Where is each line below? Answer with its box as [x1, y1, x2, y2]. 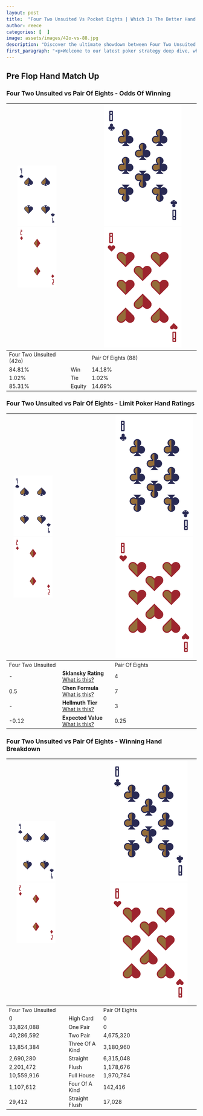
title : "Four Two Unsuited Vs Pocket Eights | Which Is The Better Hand [6, 16, 196, 22]
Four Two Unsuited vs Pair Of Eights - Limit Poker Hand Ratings [6, 399, 195, 408]
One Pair [68, 1023, 91, 1030]
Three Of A [68, 1040, 96, 1048]
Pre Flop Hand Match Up [6, 71, 100, 82]
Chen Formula [62, 685, 98, 692]
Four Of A [68, 1080, 92, 1088]
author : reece [6, 22, 42, 28]
